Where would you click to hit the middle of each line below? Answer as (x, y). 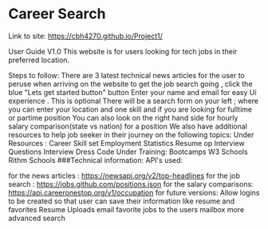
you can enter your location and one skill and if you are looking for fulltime (130, 109)
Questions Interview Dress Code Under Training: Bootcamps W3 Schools (128, 152)
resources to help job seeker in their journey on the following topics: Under (131, 134)
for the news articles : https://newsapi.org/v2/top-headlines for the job (124, 176)
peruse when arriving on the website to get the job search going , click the (130, 84)
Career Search (57, 14)
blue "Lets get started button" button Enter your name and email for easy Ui (132, 92)
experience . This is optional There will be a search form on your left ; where (134, 101)
